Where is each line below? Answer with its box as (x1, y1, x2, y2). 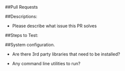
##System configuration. (5, 42, 55, 48)
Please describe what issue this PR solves (12, 23, 97, 29)
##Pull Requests (5, 4, 38, 10)
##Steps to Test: (5, 33, 39, 38)
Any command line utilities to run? (12, 61, 81, 66)
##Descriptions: (5, 14, 38, 19)
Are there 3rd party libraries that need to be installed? (12, 51, 121, 57)
